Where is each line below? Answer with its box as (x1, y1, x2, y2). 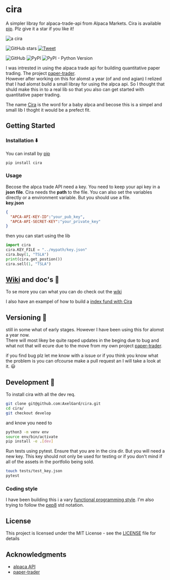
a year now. (6, 332, 30, 338)
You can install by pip (6, 150, 50, 156)
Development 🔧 (6, 378, 55, 386)
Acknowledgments (6, 550, 67, 559)
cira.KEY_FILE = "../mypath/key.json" (6, 247, 87, 252)
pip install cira (6, 160, 42, 165)
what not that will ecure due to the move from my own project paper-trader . (6, 343, 163, 349)
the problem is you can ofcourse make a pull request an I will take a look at (6, 358, 161, 364)
